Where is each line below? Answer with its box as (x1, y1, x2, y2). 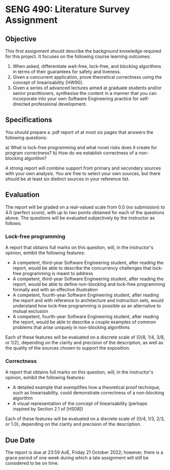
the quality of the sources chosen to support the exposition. (5, 345, 130, 351)
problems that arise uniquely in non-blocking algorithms (12, 324, 130, 330)
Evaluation (5, 190, 40, 199)
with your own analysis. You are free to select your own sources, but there (5, 170, 161, 176)
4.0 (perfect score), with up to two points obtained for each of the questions (5, 209, 165, 215)
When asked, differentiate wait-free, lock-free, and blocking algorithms (12, 63, 161, 69)
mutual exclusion (12, 308, 48, 314)
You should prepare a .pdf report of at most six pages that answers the (5, 129, 154, 135)
